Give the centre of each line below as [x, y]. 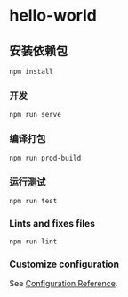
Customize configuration [64, 264]
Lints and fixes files [52, 223]
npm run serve [36, 115]
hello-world [53, 16]
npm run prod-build [45, 158]
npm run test [33, 201]
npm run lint [33, 242]
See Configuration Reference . [64, 284]
